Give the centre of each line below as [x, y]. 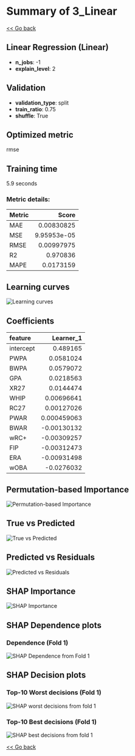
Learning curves [38, 287]
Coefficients [30, 321]
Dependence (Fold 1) [37, 642]
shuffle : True [32, 116]
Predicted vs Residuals [51, 558]
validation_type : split [42, 103]
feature [20, 338]
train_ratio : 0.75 [35, 109]
